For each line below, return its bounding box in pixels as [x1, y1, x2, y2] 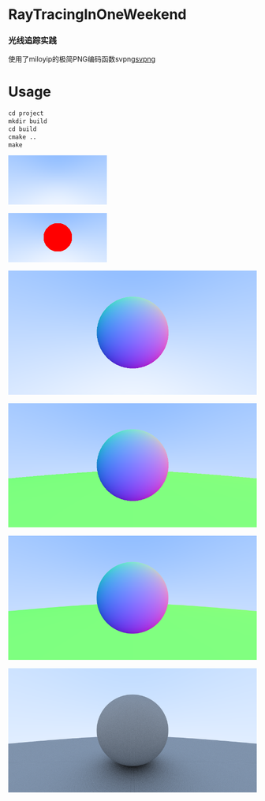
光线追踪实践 [8, 35, 58, 47]
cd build [8, 125, 37, 133]
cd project [8, 110, 44, 117]
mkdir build [8, 117, 47, 125]
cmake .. [8, 133, 37, 141]
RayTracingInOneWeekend [8, 6, 187, 24]
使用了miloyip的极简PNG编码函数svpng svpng [8, 54, 156, 64]
